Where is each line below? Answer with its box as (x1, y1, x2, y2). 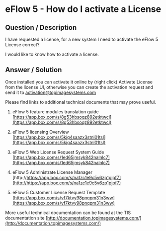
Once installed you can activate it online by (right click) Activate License (5, 78, 153, 85)
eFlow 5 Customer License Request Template (12, 189, 105, 195)
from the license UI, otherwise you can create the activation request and (5, 84, 153, 90)
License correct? (5, 42, 40, 48)
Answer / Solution (5, 66, 62, 74)
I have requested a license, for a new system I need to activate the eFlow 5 (5, 36, 159, 42)
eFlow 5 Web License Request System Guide (12, 149, 104, 155)
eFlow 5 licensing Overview (12, 129, 69, 135)
